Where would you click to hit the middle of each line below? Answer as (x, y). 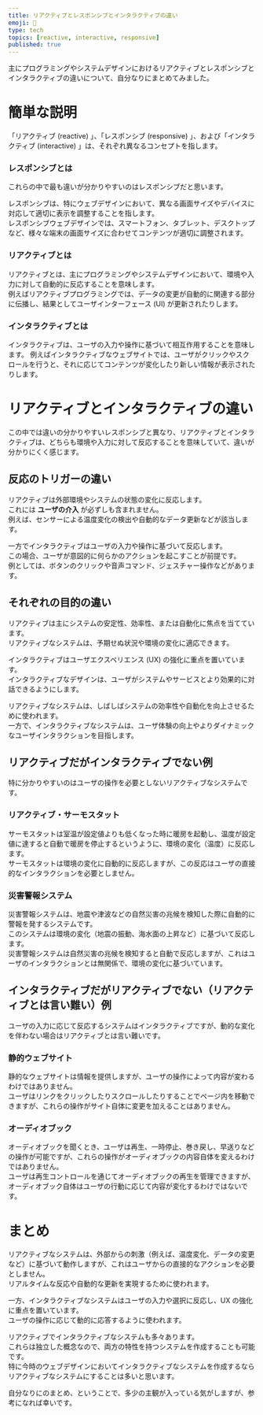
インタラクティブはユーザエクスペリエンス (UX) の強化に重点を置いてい (123, 659)
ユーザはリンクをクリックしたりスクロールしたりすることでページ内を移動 (128, 1096)
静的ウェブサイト (40, 1058)
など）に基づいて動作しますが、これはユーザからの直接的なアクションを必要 (131, 1264)
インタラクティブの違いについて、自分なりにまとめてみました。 (111, 78)
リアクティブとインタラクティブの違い (131, 409)
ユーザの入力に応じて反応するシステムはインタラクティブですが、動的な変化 (131, 1025)
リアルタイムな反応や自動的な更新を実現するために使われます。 (111, 1284)
